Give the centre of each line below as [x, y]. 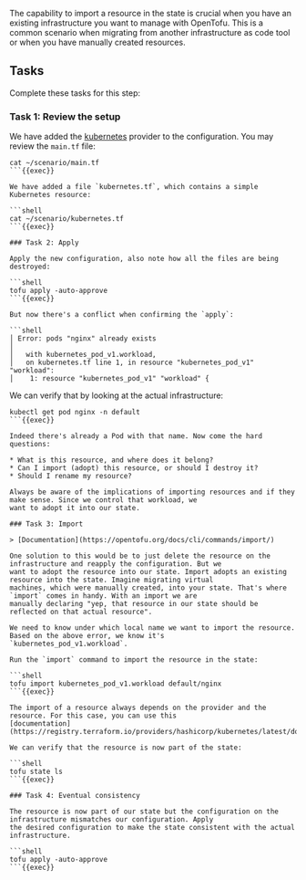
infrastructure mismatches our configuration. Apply [112, 820]
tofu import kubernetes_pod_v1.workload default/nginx [116, 684]
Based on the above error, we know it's [87, 636]
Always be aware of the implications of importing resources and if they [153, 492]
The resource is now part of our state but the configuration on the [144, 812]
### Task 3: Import [46, 524]
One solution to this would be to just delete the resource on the [140, 556]
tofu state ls [36, 772]
